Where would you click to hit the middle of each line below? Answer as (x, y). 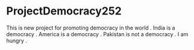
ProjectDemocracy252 (64, 11)
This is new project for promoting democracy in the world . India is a (91, 28)
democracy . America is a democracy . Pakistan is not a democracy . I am (97, 34)
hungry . (17, 40)
